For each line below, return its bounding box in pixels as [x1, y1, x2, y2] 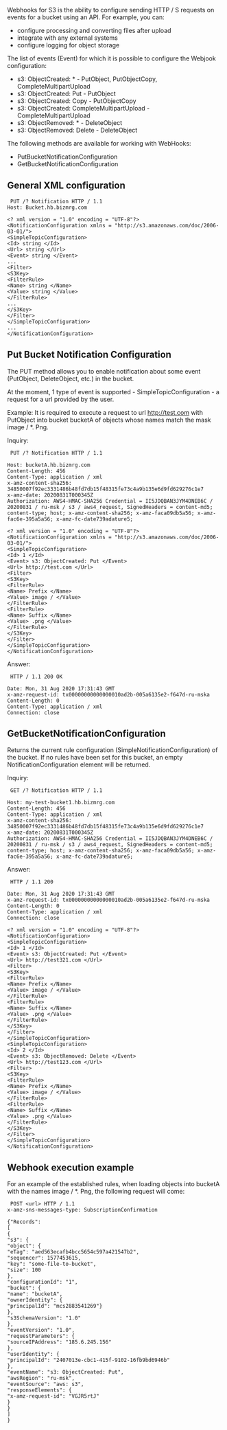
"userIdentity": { [7, 1351, 60, 1358]
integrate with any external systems [16, 34, 118, 42]
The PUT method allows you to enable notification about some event [7, 367, 201, 375]
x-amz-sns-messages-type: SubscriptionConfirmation [7, 1207, 158, 1214]
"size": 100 [7, 1267, 41, 1273]
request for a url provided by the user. [7, 395, 115, 403]
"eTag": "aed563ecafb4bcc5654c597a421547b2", [7, 1249, 139, 1256]
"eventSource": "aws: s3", [7, 1381, 84, 1388]
